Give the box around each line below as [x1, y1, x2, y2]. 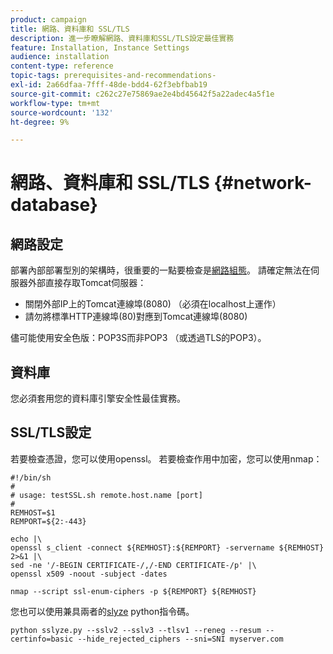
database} [10, 194, 98, 216]
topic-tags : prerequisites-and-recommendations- [10, 71, 217, 81]
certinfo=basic [10, 634, 74, 644]
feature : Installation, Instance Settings [10, 42, 190, 53]
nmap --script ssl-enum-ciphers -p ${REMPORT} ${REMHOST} [10, 586, 257, 596]
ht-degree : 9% [10, 117, 70, 127]
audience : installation [10, 52, 110, 62]
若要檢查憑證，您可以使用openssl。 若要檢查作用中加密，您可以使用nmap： [10, 452, 323, 465]
